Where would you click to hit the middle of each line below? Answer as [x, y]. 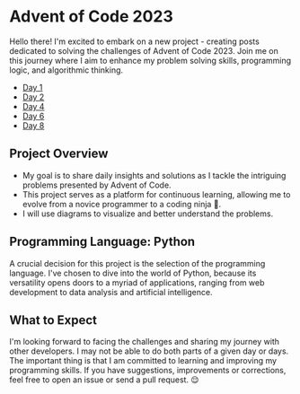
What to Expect [53, 320]
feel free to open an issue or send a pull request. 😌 [104, 380]
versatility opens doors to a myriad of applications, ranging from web [137, 282]
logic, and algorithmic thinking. [66, 70]
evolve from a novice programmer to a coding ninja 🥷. [122, 204]
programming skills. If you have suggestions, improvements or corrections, [148, 371]
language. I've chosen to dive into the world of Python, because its [133, 273]
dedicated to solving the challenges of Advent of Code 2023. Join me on [144, 50]
